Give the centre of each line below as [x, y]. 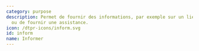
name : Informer [25, 39]
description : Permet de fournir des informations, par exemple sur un [95, 17]
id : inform [20, 33]
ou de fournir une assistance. [50, 22]
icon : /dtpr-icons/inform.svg [44, 28]
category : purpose [29, 11]
